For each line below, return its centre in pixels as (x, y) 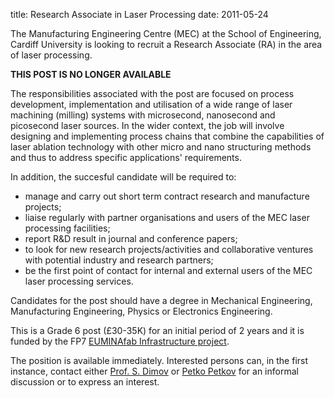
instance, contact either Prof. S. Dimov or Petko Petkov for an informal (154, 371)
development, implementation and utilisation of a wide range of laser (151, 104)
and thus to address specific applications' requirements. (126, 157)
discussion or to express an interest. (85, 382)
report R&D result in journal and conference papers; (131, 238)
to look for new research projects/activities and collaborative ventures (169, 249)
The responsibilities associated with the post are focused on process (152, 93)
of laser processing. (51, 55)
